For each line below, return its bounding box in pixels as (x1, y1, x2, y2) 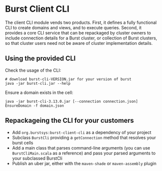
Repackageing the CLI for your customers (5, 116, 134, 125)
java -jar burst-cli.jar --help (5, 81, 71, 86)
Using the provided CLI (5, 55, 76, 63)
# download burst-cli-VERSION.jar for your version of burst (5, 76, 132, 81)
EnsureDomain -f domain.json (5, 103, 64, 108)
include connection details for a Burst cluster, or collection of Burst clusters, (5, 35, 157, 41)
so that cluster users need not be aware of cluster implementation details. (5, 40, 153, 46)
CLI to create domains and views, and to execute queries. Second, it (5, 24, 142, 30)
